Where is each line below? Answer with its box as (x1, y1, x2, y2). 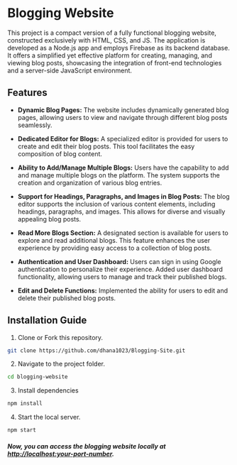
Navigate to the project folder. (17, 360, 105, 368)
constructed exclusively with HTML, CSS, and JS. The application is (7, 35, 206, 44)
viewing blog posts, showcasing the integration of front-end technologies (7, 58, 222, 67)
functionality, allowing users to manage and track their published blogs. (17, 272, 227, 281)
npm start (7, 427, 37, 434)
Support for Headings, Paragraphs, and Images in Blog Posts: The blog (17, 192, 230, 200)
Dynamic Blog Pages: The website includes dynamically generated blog (17, 105, 229, 114)
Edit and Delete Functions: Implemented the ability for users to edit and (17, 286, 228, 295)
